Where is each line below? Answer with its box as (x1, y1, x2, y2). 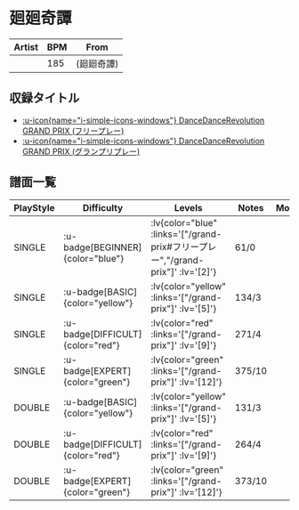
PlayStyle (13, 201, 55, 214)
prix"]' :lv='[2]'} (150, 265, 217, 278)
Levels (174, 201, 203, 214)
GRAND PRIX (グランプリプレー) (21, 146, 141, 157)
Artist (13, 41, 38, 53)
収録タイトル (9, 91, 80, 106)
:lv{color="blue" (150, 216, 218, 229)
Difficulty (82, 201, 124, 214)
